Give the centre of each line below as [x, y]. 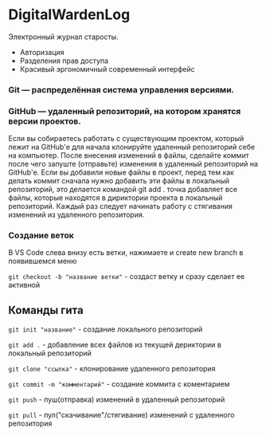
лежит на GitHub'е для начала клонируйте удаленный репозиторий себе [132, 147]
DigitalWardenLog [69, 15]
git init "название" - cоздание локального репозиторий [106, 329]
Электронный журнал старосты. [63, 37]
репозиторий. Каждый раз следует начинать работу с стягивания [120, 206]
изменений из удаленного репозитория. [76, 215]
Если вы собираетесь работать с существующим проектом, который [126, 139]
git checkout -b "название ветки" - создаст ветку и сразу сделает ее [127, 277]
